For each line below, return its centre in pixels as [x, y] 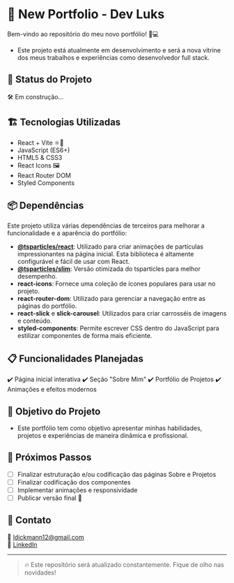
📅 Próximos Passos [49, 458]
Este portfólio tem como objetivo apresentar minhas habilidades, [110, 428]
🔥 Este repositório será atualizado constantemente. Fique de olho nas [124, 564]
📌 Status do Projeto [50, 80]
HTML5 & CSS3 [40, 157]
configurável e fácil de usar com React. [73, 262]
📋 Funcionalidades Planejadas [76, 359]
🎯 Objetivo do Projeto [54, 411]
